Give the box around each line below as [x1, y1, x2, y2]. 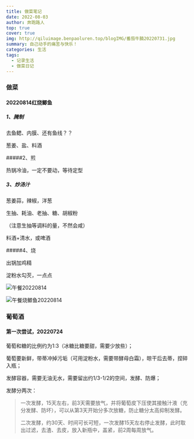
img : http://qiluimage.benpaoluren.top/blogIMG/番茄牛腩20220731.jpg [6, 36, 175, 42]
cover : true [6, 30, 35, 36]
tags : [6, 52, 19, 58]
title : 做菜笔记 [6, 8, 42, 15]
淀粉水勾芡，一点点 [6, 272, 53, 279]
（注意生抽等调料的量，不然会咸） [6, 222, 88, 229]
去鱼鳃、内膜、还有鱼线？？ [6, 129, 73, 136]
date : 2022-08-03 [6, 14, 49, 20]
